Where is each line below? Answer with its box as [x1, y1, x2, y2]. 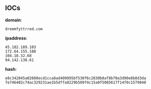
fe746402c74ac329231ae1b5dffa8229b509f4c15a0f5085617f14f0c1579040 [5, 80, 147, 85]
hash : [5, 66, 17, 72]
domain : [5, 17, 22, 23]
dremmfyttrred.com [5, 27, 43, 31]
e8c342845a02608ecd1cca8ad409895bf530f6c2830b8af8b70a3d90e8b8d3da [5, 76, 147, 81]
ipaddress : [5, 35, 28, 41]
